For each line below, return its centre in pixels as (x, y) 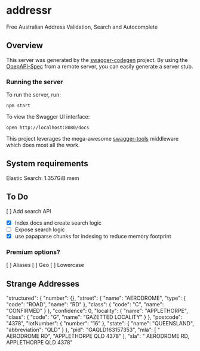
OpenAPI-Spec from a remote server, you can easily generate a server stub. (100, 66)
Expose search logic (40, 229)
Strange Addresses (43, 284)
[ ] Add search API (29, 211)
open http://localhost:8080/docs (48, 128)
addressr (29, 10)
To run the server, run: (34, 95)
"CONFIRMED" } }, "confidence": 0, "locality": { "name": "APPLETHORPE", (97, 310)
